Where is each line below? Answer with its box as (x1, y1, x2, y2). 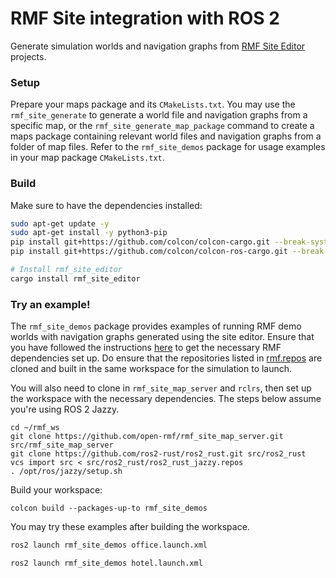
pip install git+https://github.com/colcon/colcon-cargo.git (10, 237, 271, 247)
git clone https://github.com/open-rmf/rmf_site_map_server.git (10, 432, 284, 442)
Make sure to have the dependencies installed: (10, 199, 203, 211)
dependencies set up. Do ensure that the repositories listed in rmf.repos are (10, 352, 323, 364)
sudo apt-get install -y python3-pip (10, 228, 168, 238)
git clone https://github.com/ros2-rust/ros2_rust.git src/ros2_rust (10, 449, 307, 459)
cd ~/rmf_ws (10, 423, 60, 433)
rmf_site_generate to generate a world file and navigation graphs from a (10, 109, 308, 121)
